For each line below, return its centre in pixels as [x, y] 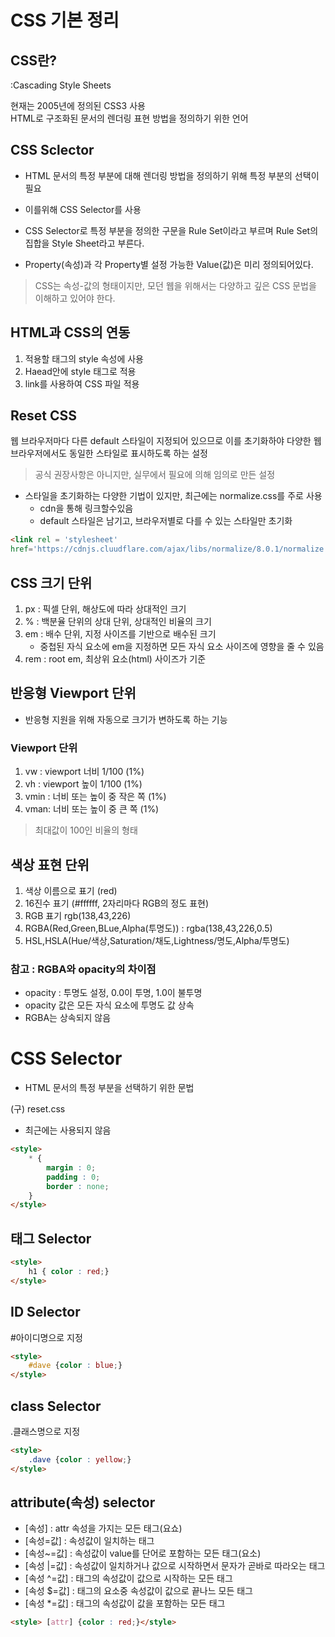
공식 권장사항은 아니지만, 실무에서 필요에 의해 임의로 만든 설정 [155, 475]
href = [21, 549]
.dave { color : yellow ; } [80, 1459]
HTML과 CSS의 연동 [70, 332]
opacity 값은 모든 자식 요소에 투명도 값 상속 [109, 1005]
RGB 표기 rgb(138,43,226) [78, 915]
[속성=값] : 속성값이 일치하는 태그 [89, 1541]
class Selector [56, 1406]
